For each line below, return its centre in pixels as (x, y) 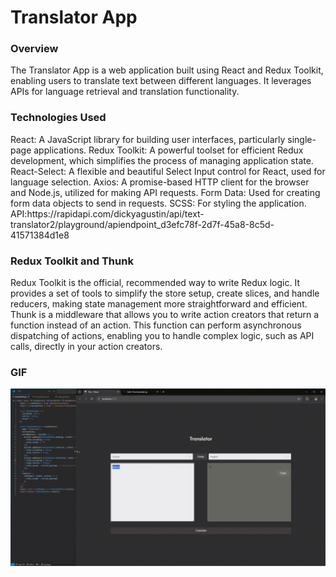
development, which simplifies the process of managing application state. (162, 160)
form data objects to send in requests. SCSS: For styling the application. (158, 203)
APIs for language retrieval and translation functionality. (125, 92)
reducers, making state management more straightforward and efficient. (159, 304)
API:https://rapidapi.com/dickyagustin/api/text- (107, 213)
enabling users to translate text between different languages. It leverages (161, 81)
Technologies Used (58, 118)
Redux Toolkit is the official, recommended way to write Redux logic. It (155, 283)
